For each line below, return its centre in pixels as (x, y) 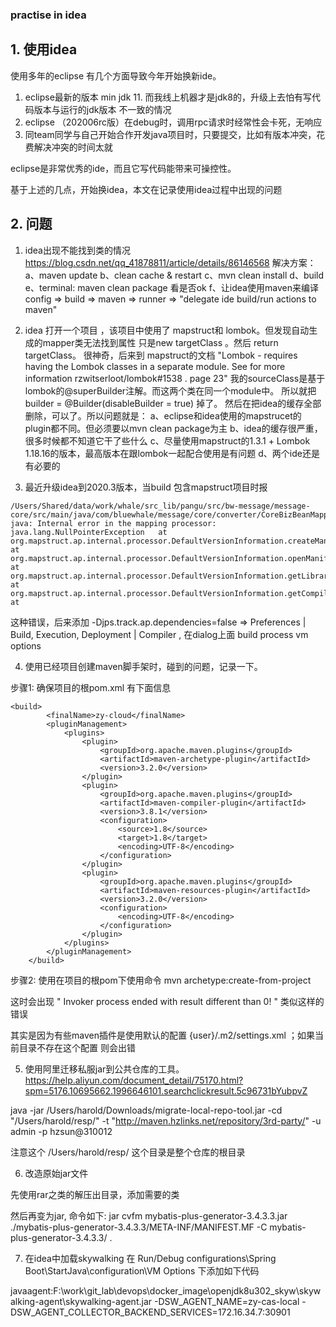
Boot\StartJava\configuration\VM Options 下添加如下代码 (142, 1270)
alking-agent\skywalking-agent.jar (81, 1301)
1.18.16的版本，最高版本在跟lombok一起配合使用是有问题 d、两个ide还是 (172, 453)
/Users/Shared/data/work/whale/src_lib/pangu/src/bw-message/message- (160, 506)
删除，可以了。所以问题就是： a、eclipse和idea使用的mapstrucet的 (163, 415)
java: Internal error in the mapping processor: (113, 523)
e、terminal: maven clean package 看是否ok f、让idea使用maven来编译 (171, 287)
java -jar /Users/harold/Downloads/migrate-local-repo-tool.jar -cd (146, 1110)
